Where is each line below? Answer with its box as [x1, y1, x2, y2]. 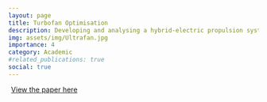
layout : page [8, 11, 52, 20]
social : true [8, 63, 52, 71]
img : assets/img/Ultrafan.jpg [8, 33, 109, 42]
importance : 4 [8, 41, 56, 49]
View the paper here [10, 85, 78, 94]
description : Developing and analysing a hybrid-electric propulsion [8, 26, 244, 34]
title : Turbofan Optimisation [8, 19, 109, 27]
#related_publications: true [8, 56, 105, 64]
